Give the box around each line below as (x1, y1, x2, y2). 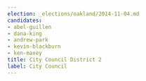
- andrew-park (7, 37, 49, 44)
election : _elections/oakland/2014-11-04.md (7, 10, 140, 18)
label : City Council (7, 63, 68, 70)
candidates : (7, 17, 42, 24)
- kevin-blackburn (7, 43, 61, 50)
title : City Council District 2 (7, 56, 102, 63)
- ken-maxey (7, 50, 42, 57)
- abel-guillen (7, 23, 52, 30)
